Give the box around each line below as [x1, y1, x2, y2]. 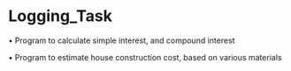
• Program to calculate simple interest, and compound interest [8, 35, 235, 46]
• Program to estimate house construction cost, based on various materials [8, 52, 282, 62]
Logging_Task [8, 6, 112, 26]
